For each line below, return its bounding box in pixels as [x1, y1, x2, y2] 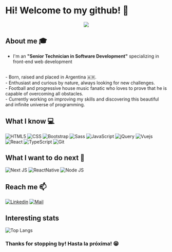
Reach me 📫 [5, 182, 47, 191]
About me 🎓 [5, 37, 47, 46]
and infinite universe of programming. [5, 101, 85, 107]
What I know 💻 [5, 117, 55, 126]
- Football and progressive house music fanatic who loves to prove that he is [5, 85, 167, 91]
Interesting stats [5, 214, 60, 222]
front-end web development [12, 59, 73, 65]
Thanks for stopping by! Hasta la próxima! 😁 [5, 240, 119, 247]
